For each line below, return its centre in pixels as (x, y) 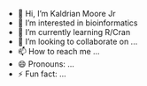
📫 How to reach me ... (58, 51)
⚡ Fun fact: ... (42, 74)
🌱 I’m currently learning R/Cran (74, 32)
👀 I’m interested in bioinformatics (77, 23)
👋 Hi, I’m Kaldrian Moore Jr (66, 14)
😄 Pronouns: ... (46, 64)
